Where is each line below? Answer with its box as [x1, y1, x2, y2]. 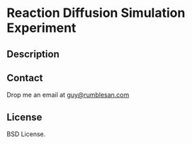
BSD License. [6, 130, 46, 138]
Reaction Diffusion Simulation [6, 5, 186, 21]
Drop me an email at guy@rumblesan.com [6, 90, 130, 100]
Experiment [6, 20, 77, 36]
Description [6, 48, 60, 60]
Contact [6, 72, 43, 84]
